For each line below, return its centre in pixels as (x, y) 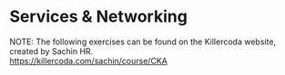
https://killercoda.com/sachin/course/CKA (89, 61)
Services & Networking (99, 17)
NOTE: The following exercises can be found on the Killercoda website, (142, 42)
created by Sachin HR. (51, 51)
